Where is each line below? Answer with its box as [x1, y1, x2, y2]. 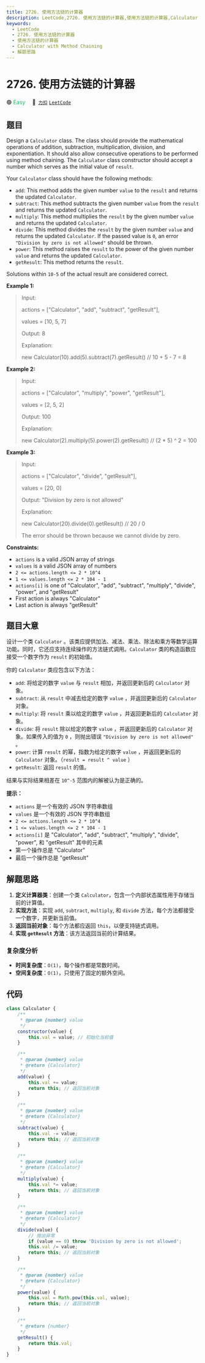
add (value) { [17, 1073, 51, 1080]
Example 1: [6, 282, 35, 289]
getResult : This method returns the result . [15, 258, 124, 266]
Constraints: [6, 544, 39, 551]
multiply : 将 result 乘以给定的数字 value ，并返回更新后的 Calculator [15, 710, 192, 717]
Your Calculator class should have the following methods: [6, 174, 153, 182]
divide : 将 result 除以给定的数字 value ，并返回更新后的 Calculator [15, 725, 186, 733]
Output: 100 [21, 412, 51, 420]
